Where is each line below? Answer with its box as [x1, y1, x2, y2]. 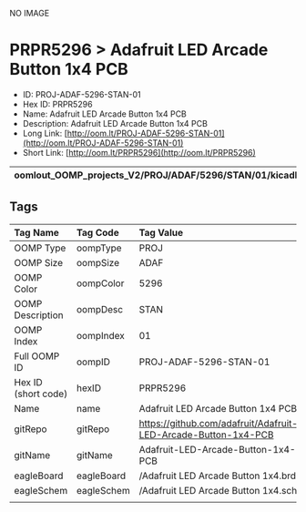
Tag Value [138, 226, 184, 239]
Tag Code [76, 226, 120, 239]
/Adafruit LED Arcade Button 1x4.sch [138, 484, 298, 497]
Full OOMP [14, 350, 60, 363]
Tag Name [14, 226, 59, 239]
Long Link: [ [22, 128, 68, 138]
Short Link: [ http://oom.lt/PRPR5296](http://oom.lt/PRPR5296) [22, 147, 257, 158]
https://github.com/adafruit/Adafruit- [138, 416, 299, 429]
